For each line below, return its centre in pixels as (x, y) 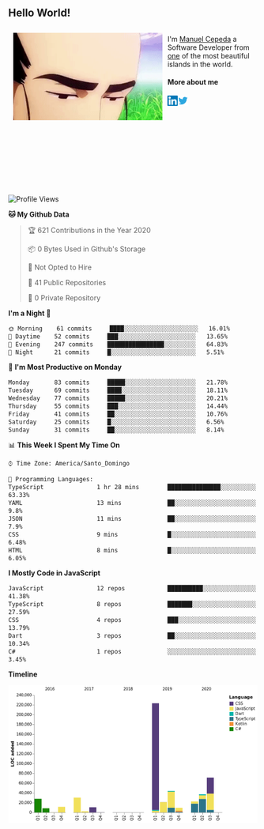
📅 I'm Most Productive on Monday (65, 367)
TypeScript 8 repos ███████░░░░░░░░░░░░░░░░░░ (132, 605)
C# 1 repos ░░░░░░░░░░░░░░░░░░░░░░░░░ (132, 652)
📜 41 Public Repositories (67, 283)
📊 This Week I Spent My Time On (64, 445)
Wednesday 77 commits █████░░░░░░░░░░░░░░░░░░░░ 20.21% (118, 398)
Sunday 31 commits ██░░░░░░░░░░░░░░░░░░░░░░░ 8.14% (116, 430)
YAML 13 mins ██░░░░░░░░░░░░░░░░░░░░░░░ (132, 503)
